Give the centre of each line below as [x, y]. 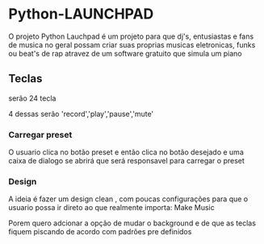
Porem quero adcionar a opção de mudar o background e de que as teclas [132, 223]
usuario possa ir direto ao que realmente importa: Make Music [112, 208]
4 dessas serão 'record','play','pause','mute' [81, 114]
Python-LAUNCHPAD [81, 14]
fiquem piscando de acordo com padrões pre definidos [100, 232]
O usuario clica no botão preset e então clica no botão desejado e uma [126, 152]
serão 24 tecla [32, 98]
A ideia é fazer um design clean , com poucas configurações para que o [128, 199]
